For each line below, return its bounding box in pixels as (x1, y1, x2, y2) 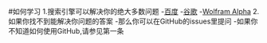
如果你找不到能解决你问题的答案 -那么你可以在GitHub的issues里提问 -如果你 (8, 16, 258, 26)
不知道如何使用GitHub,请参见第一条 (8, 27, 124, 35)
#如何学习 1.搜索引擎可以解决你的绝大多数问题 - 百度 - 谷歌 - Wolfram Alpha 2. (8, 7, 260, 16)
